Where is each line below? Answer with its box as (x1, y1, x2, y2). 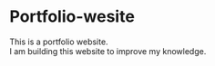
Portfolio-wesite (9, 6, 135, 27)
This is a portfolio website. (9, 36, 108, 47)
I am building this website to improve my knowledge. (9, 45, 207, 56)
